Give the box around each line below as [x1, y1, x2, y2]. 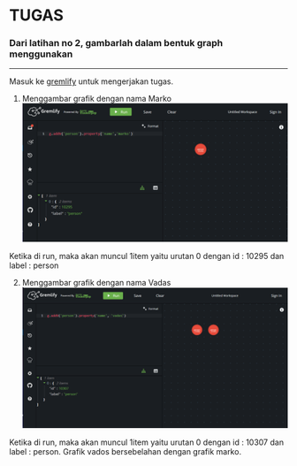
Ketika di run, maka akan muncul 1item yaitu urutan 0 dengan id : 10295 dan [9, 250, 285, 261]
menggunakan [9, 48, 73, 60]
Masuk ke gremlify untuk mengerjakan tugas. [9, 76, 174, 87]
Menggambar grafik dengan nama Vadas [21, 277, 171, 287]
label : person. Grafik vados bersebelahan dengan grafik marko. [9, 447, 241, 457]
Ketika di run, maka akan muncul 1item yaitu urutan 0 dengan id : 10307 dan [9, 437, 285, 447]
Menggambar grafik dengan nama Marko [21, 94, 172, 104]
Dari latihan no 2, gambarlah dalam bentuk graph [9, 37, 224, 50]
